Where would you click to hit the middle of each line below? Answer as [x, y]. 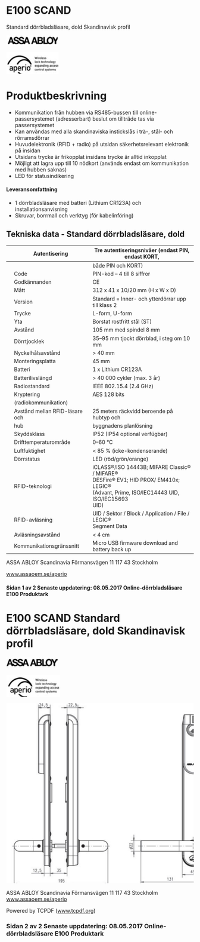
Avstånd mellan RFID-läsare [49, 411]
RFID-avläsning [33, 520]
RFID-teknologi [33, 486]
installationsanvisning [41, 209]
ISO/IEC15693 [110, 499]
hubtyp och [106, 417]
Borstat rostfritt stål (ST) [122, 322]
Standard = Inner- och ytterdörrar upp [139, 299]
